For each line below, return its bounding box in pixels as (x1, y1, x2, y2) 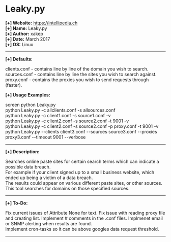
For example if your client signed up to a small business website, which (5, 169, 155, 175)
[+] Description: (5, 148, 40, 155)
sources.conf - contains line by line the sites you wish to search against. (5, 71, 157, 77)
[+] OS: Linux (5, 41, 34, 47)
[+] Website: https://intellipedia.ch (5, 20, 78, 26)
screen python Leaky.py (5, 101, 56, 108)
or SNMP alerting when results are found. (5, 220, 92, 226)
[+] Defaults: (5, 56, 33, 62)
